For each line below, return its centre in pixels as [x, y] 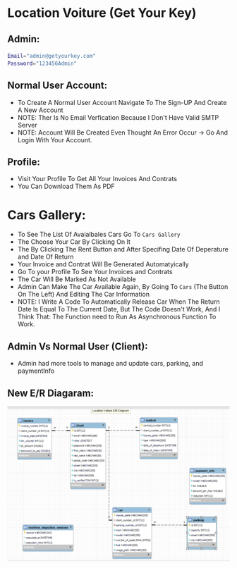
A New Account [40, 110]
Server [27, 125]
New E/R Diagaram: [50, 393]
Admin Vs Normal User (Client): [78, 346]
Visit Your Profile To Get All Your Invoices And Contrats [97, 179]
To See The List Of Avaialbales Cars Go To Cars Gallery [99, 235]
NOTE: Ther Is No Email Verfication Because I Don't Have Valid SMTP [118, 117]
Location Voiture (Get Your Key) [102, 13]
